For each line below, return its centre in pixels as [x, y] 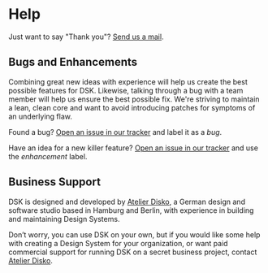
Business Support [55, 182]
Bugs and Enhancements [73, 62]
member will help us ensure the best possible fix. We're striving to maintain [134, 99]
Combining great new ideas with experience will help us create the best [128, 81]
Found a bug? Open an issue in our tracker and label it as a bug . [115, 132]
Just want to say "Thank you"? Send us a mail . [86, 37]
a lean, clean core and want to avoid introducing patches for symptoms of [132, 107]
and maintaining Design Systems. [64, 219]
